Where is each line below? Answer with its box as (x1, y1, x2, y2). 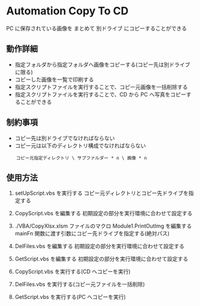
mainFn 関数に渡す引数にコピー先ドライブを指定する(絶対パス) (14, 230, 169, 237)
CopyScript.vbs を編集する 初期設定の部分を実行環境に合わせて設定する (14, 210, 193, 217)
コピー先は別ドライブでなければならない (14, 134, 115, 142)
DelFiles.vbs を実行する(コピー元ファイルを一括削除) (14, 281, 146, 288)
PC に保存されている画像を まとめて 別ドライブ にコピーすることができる (6, 25, 187, 32)
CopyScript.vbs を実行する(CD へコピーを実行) (14, 268, 131, 276)
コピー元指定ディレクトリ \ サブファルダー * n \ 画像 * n (16, 155, 147, 161)
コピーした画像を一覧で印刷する (14, 76, 94, 83)
